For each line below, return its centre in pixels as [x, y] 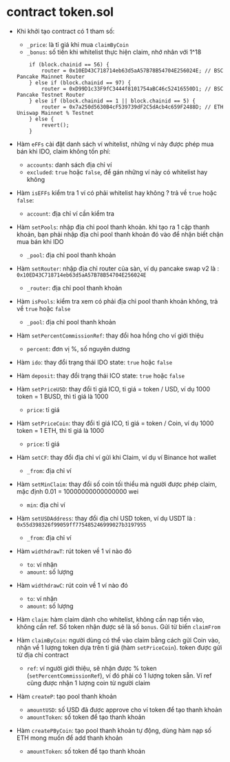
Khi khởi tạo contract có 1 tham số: [65, 31]
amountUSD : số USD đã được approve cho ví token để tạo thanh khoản [124, 709]
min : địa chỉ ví [46, 505]
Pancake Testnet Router [51, 95]
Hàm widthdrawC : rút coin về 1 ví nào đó [72, 585]
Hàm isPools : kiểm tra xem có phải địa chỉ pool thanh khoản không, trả [117, 301]
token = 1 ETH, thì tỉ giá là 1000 [60, 430]
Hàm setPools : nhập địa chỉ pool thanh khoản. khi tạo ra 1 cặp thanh [113, 227]
